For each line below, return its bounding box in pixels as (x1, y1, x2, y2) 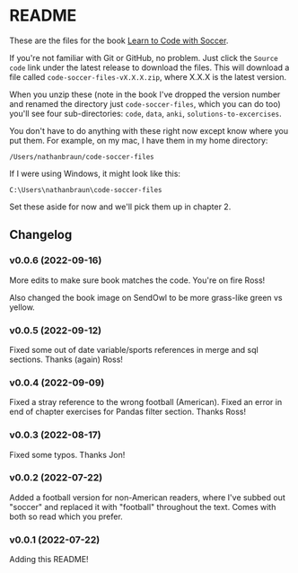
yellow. (9, 302, 36, 313)
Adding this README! (9, 554, 89, 565)
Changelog (9, 227, 73, 242)
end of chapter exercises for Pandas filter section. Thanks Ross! (9, 406, 247, 418)
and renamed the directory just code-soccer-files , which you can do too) (9, 98, 281, 109)
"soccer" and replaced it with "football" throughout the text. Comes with (9, 501, 276, 512)
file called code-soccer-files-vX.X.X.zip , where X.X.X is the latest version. (9, 71, 287, 82)
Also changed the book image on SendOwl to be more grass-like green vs (9, 292, 283, 303)
